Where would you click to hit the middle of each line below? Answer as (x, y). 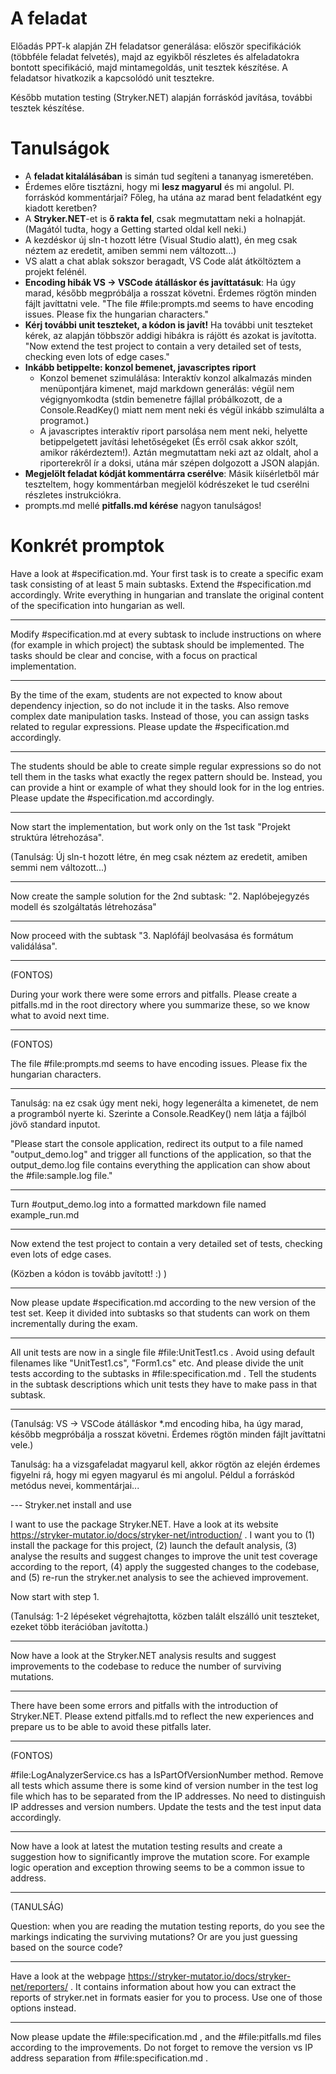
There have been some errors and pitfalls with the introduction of (144, 1705)
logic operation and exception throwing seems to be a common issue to (157, 1867)
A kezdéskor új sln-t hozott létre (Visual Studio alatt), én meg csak (161, 239)
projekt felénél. (55, 271)
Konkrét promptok (87, 546)
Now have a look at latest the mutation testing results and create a (146, 1846)
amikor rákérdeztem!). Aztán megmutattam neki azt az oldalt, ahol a (179, 452)
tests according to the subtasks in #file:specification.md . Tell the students (163, 1373)
